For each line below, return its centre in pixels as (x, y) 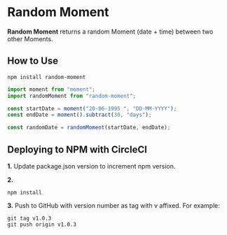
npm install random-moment (47, 77)
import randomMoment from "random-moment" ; (72, 96)
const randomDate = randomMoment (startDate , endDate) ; (89, 128)
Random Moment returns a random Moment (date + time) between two (110, 31)
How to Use (33, 61)
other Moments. (30, 38)
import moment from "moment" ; (51, 89)
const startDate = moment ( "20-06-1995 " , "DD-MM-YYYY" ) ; (92, 108)
